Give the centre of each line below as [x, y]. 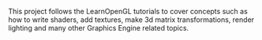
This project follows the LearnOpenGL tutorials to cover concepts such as [128, 11]
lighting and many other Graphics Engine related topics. [99, 28]
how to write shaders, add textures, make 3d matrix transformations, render [131, 20]
